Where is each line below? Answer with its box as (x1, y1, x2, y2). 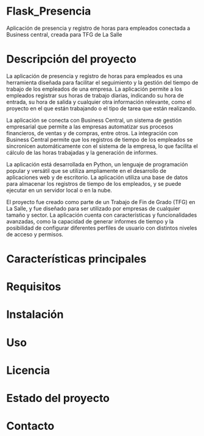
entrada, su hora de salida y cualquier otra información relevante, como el (6, 98, 192, 105)
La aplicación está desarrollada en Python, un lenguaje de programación (6, 160, 188, 168)
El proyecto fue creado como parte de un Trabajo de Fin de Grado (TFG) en (6, 198, 196, 205)
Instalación (6, 308, 64, 322)
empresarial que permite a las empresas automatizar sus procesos (6, 123, 174, 130)
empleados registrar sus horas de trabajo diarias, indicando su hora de (6, 91, 184, 99)
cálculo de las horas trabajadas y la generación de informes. (6, 149, 158, 156)
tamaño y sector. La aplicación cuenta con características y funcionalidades (6, 211, 197, 219)
